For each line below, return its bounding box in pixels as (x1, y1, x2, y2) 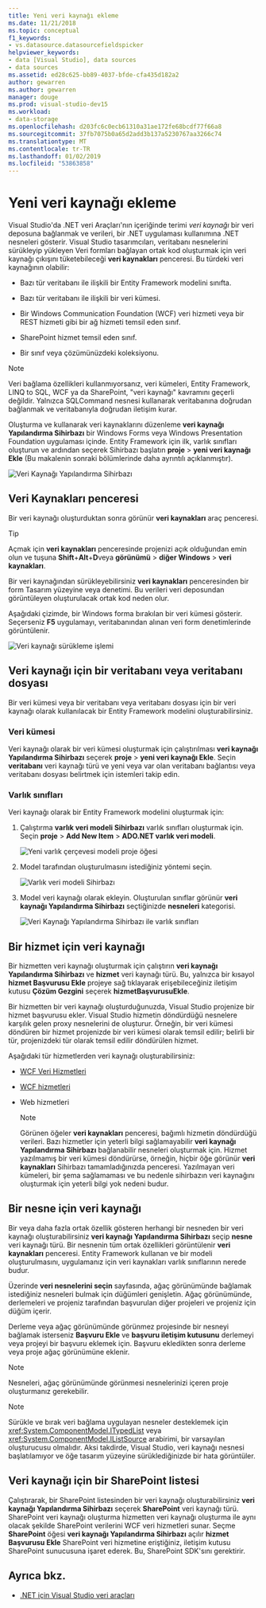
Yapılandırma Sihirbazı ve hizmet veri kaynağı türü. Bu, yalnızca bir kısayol (8, 970, 255, 979)
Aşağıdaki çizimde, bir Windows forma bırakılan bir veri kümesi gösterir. (8, 608, 243, 618)
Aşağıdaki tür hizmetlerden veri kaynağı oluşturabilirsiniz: (8, 1052, 195, 1061)
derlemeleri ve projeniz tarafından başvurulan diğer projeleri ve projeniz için (8, 1298, 256, 1307)
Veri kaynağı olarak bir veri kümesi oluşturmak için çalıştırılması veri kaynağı (8, 744, 259, 753)
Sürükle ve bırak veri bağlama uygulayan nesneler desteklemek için (8, 1417, 229, 1427)
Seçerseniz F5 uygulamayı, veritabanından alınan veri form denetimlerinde (8, 617, 252, 626)
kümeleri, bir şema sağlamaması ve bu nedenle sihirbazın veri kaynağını (19, 1171, 256, 1181)
